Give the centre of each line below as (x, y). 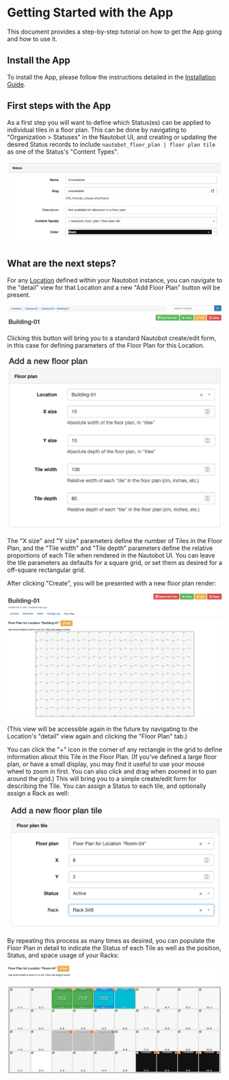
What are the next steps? (62, 264)
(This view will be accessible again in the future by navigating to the (103, 729)
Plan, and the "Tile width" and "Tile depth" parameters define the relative (110, 548)
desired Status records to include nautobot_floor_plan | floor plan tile (111, 144)
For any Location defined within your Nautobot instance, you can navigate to (115, 280)
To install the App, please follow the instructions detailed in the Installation (111, 77)
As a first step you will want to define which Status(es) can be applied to (109, 122)
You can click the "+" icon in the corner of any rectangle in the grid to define (115, 749)
